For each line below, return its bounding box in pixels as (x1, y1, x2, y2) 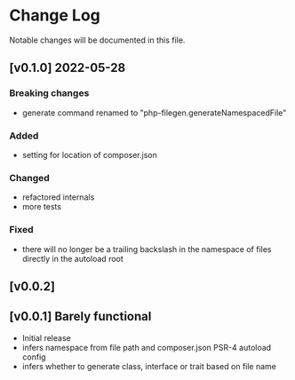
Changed (9, 171, 51, 184)
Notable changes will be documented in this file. (9, 35, 186, 45)
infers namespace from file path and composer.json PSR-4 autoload (21, 342, 272, 352)
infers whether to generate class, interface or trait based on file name (21, 360, 277, 371)
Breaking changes (9, 87, 90, 99)
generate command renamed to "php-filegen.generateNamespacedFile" (21, 107, 287, 118)
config (21, 352, 46, 362)
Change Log (9, 5, 100, 26)
